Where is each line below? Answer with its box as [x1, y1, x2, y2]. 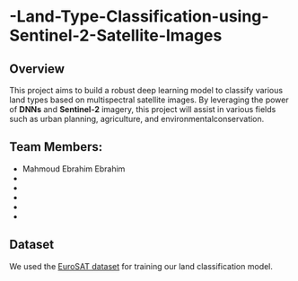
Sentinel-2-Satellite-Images [9, 25, 223, 46]
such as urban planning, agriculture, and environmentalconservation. [9, 114, 265, 124]
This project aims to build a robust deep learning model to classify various [9, 85, 284, 95]
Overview [9, 61, 66, 76]
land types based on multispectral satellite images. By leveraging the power [9, 94, 289, 105]
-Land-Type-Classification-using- [9, 6, 269, 27]
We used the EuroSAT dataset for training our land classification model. [9, 260, 274, 271]
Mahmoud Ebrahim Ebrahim [22, 163, 126, 174]
